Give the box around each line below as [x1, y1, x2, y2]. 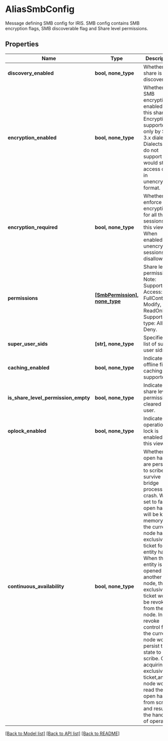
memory [143, 517, 163, 524]
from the [143, 605, 163, 612]
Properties [5, 40, 39, 49]
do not [143, 146, 159, 153]
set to [143, 498, 157, 505]
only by [143, 128, 161, 135]
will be [143, 510, 159, 517]
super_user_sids [7, 340, 48, 347]
